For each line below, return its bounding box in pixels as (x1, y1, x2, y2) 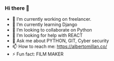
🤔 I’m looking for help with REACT (12, 33, 83, 39)
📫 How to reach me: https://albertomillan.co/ (12, 43, 107, 50)
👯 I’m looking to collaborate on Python (12, 27, 92, 33)
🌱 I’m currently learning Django (12, 21, 77, 27)
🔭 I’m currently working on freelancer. (12, 16, 92, 22)
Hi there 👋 (5, 5, 30, 12)
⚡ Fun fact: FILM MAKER (12, 51, 64, 57)
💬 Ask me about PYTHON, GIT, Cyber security (12, 38, 109, 44)
